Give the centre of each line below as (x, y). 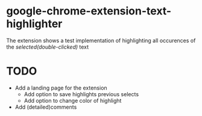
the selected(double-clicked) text (48, 47)
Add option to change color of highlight (73, 100)
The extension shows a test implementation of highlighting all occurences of (101, 40)
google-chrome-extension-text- (89, 11)
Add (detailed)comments (46, 107)
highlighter (34, 24)
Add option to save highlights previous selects (81, 94)
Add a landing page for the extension (61, 88)
